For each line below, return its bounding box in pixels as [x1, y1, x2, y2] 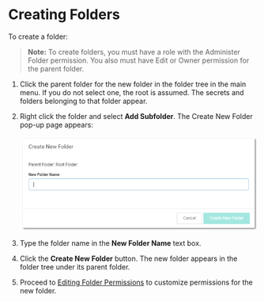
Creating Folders [8, 6, 121, 24]
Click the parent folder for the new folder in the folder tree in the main [19, 79, 247, 89]
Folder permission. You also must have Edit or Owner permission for [27, 55, 250, 65]
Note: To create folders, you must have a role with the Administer [27, 47, 241, 56]
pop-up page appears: [19, 120, 93, 129]
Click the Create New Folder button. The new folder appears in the [19, 254, 238, 263]
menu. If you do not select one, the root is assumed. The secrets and [19, 87, 244, 97]
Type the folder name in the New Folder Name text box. [19, 238, 202, 247]
